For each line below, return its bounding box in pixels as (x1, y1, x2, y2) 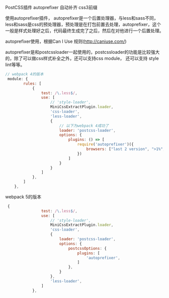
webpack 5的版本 (5, 193, 42, 200)
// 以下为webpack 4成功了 (59, 123, 109, 128)
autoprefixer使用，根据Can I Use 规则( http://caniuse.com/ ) (5, 38, 127, 44)
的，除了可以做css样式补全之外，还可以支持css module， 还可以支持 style (5, 55, 159, 61)
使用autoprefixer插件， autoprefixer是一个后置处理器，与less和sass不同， (5, 15, 158, 21)
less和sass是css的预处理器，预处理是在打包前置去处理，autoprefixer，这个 (5, 22, 161, 27)
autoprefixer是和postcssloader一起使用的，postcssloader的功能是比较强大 (5, 49, 160, 55)
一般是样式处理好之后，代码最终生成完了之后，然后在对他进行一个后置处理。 (5, 28, 164, 34)
